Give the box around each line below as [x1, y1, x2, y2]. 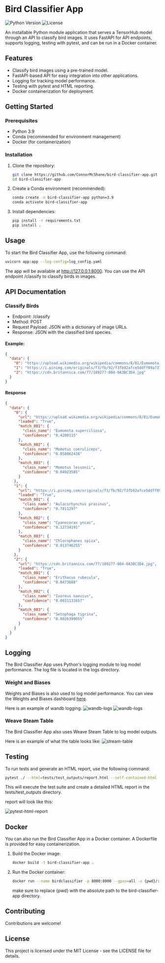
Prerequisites [5, 117, 38, 124]
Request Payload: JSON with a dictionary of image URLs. [12, 324, 128, 330]
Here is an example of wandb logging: [5, 705, 82, 711]
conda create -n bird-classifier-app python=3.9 [12, 195, 114, 200]
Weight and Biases [5, 679, 51, 686]
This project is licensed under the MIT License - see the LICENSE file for [5, 948, 151, 954]
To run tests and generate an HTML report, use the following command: [5, 766, 150, 771]
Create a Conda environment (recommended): [12, 186, 106, 192]
